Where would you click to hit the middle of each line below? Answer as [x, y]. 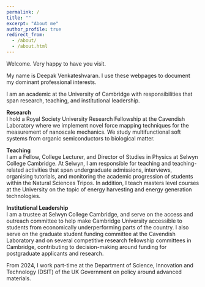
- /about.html [30, 47]
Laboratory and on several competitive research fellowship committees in [99, 240]
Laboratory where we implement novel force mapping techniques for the [98, 125]
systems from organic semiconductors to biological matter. [80, 138]
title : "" [19, 18]
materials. [19, 278]
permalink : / [23, 12]
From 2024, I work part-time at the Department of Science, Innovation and [100, 265]
